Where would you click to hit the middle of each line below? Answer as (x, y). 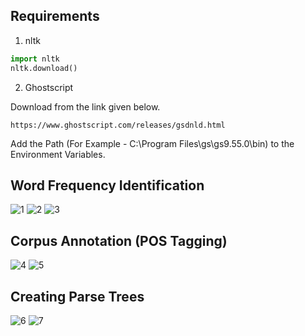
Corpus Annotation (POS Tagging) (119, 240)
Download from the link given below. (85, 106)
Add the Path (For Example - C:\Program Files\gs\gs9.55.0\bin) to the (152, 143)
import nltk (35, 59)
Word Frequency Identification (107, 185)
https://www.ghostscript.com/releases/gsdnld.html (118, 125)
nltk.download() (44, 68)
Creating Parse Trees (77, 296)
